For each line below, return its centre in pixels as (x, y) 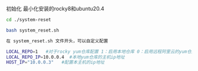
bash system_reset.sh (33, 30)
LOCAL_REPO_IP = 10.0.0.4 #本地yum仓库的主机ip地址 (65, 57)
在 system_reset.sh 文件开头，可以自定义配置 (57, 41)
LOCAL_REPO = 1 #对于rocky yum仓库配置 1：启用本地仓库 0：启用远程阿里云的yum (97, 52)
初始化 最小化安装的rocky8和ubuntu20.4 (55, 9)
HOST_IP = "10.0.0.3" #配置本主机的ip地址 (55, 62)
